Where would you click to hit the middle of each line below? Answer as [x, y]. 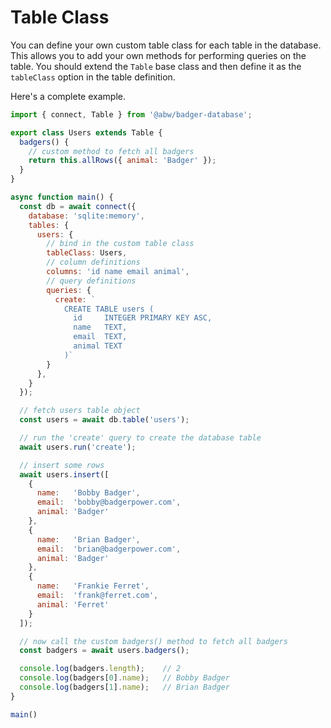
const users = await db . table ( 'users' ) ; [104, 420]
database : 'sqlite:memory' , [86, 216]
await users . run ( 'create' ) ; [78, 447]
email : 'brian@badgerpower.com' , [109, 549]
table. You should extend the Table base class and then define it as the [156, 66]
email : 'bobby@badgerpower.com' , [109, 502]
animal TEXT [98, 346]
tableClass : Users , [87, 253]
